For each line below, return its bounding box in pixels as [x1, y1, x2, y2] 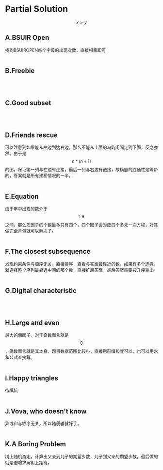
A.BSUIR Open [5, 34, 49, 42]
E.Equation [5, 192, 39, 200]
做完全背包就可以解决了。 [5, 228, 56, 234]
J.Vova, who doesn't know [5, 407, 87, 415]
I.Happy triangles [5, 374, 59, 382]
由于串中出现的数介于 [5, 206, 48, 211]
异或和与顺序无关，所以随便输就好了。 [5, 420, 81, 426]
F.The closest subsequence [5, 247, 91, 256]
